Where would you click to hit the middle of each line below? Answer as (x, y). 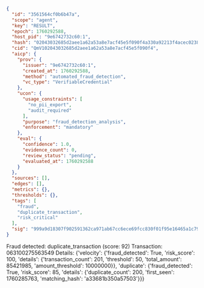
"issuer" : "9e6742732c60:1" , (59, 65)
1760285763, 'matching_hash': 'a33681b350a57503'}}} (75, 278)
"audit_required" (50, 110)
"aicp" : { (24, 54)
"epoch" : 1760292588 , (39, 31)
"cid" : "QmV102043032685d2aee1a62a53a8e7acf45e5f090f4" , (85, 49)
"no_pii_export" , (50, 105)
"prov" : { (30, 60)
